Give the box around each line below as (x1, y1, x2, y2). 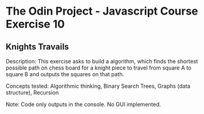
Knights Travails (5, 41, 70, 52)
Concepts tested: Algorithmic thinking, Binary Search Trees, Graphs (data (5, 82, 191, 90)
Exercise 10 (5, 17, 65, 31)
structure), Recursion (5, 89, 59, 96)
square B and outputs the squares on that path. (5, 71, 125, 77)
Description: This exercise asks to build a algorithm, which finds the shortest (5, 58, 199, 65)
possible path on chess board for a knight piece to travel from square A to (5, 64, 192, 71)
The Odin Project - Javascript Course (5, 4, 199, 18)
